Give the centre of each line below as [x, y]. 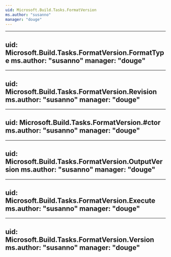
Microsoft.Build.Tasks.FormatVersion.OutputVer [84, 162]
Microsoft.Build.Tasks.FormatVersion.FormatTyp [85, 53]
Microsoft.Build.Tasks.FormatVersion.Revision [81, 92]
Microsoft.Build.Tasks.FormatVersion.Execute [80, 201]
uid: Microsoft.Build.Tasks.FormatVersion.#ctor [83, 123]
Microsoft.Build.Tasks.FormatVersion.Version [80, 239]
